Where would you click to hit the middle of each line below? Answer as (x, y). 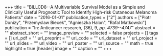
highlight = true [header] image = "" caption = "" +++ (58, 48)
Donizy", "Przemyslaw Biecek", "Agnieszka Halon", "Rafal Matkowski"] (75, 22)
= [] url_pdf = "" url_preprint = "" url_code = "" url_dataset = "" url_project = (81, 38)
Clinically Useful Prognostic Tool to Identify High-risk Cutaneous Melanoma (81, 12)
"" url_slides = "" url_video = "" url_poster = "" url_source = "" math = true (79, 43)
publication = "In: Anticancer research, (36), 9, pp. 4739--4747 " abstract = (80, 28)
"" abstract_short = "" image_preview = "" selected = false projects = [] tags (81, 33)
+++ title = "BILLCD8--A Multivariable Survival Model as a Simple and (75, 7)
